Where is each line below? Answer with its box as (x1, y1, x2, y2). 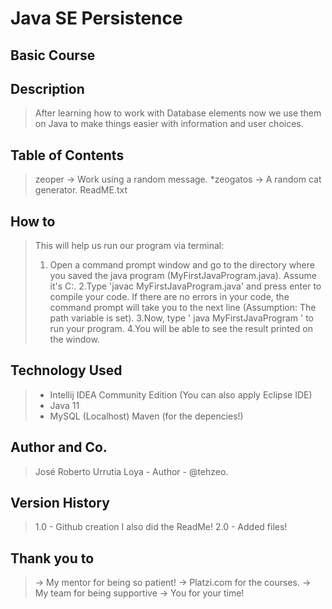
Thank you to (10, 550, 95, 567)
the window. (49, 333, 100, 346)
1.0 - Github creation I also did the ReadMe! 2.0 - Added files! (34, 521, 288, 533)
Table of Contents (10, 147, 125, 164)
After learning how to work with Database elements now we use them (34, 107, 322, 119)
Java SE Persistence (10, 7, 183, 30)
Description (10, 80, 85, 97)
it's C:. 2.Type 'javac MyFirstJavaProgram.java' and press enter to (49, 280, 322, 292)
